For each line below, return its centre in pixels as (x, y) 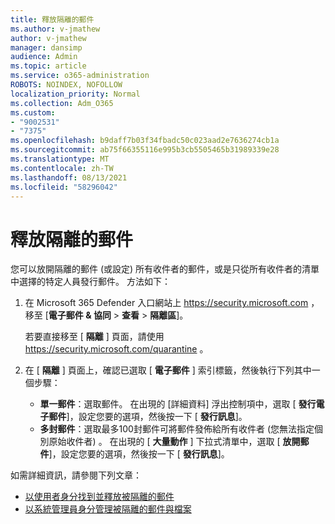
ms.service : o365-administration (80, 76)
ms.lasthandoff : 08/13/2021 (69, 177)
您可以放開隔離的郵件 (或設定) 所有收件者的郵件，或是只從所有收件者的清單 (165, 269)
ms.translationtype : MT (60, 159)
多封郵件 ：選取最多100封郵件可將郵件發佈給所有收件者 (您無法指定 (177, 429)
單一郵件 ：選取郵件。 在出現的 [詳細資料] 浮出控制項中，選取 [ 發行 (178, 404)
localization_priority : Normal (75, 94)
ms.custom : (33, 112)
